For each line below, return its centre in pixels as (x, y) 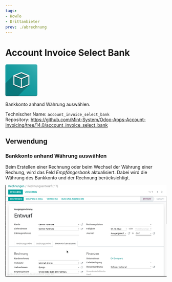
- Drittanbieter (23, 21)
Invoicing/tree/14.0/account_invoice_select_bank (57, 125)
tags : (11, 11)
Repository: (17, 120)
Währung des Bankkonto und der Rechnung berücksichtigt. (68, 178)
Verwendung (26, 141)
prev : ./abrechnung (26, 27)
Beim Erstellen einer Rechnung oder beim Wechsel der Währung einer (79, 167)
